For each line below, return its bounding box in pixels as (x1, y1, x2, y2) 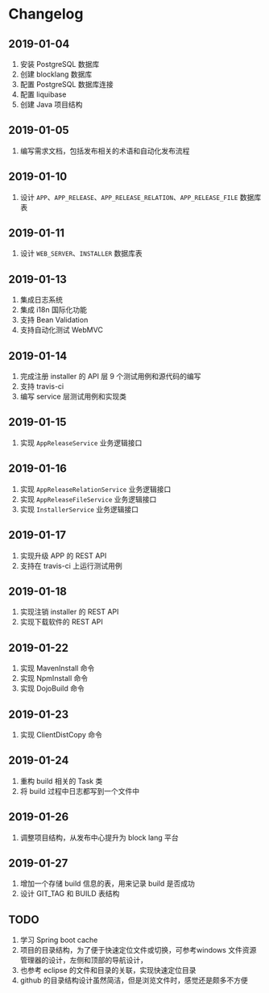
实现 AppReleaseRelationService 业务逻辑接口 (19, 484, 172, 494)
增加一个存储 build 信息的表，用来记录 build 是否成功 (19, 878, 195, 888)
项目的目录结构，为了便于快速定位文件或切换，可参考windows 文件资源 (19, 945, 257, 955)
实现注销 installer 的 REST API (19, 607, 119, 617)
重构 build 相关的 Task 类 (19, 776, 103, 786)
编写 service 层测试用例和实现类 (19, 392, 127, 402)
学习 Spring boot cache (19, 935, 98, 945)
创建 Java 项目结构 (19, 100, 83, 109)
